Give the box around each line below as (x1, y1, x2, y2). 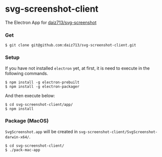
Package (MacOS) (5, 118, 49, 124)
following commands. (5, 70, 48, 76)
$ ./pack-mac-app (5, 147, 40, 152)
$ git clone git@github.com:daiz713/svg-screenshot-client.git (5, 43, 137, 48)
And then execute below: (5, 93, 55, 98)
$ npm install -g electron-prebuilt (5, 79, 80, 85)
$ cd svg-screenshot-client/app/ (5, 102, 73, 107)
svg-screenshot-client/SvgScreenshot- (79, 129, 158, 135)
